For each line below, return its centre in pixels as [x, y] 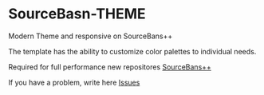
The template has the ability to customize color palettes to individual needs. [132, 51]
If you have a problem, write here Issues [74, 82]
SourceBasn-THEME [77, 14]
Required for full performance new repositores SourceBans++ [110, 67]
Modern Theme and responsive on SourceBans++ [91, 36]
